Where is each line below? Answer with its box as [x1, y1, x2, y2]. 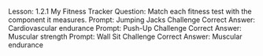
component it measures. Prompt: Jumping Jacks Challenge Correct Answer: [8, 15, 256, 24]
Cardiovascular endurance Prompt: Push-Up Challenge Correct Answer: [8, 24, 242, 32]
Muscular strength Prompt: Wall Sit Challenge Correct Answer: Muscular [8, 32, 243, 41]
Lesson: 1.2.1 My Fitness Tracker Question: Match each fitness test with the [8, 7, 252, 16]
